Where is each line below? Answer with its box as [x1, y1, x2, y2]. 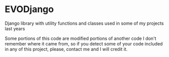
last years [5, 25, 25, 31]
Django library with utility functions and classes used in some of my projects [5, 20, 164, 26]
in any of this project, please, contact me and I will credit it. [5, 46, 128, 52]
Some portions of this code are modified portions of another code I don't [5, 35, 156, 41]
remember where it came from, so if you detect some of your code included [5, 40, 163, 46]
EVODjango [5, 4, 54, 15]
